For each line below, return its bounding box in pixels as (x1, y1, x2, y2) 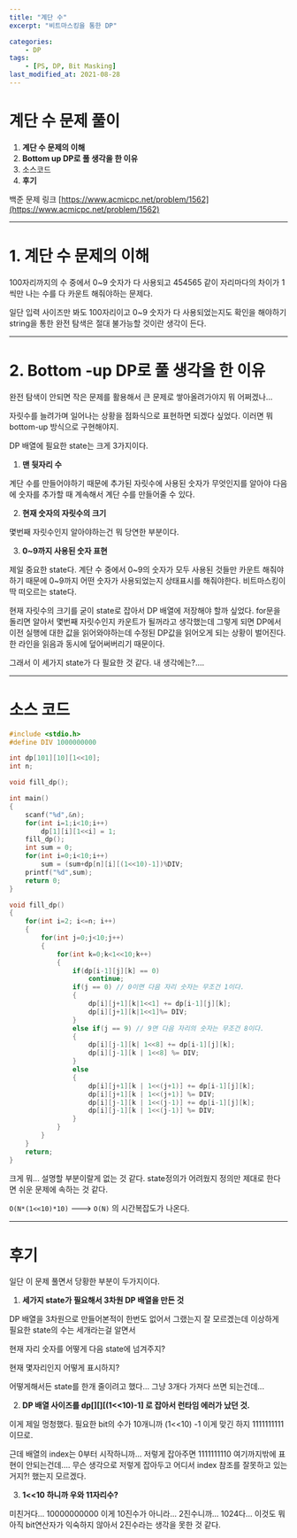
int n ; (9, 762, 34, 771)
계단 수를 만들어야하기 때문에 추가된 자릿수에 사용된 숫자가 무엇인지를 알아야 (9, 477, 271, 488)
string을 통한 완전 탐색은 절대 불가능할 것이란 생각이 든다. (9, 318, 207, 328)
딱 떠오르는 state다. (9, 586, 77, 597)
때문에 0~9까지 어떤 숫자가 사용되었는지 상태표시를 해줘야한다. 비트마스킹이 (25, 575, 286, 585)
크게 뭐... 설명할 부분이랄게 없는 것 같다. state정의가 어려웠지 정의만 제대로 (9, 1172, 265, 1183)
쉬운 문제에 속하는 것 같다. (18, 1184, 109, 1194)
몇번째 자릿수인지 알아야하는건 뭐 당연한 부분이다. (9, 526, 179, 537)
